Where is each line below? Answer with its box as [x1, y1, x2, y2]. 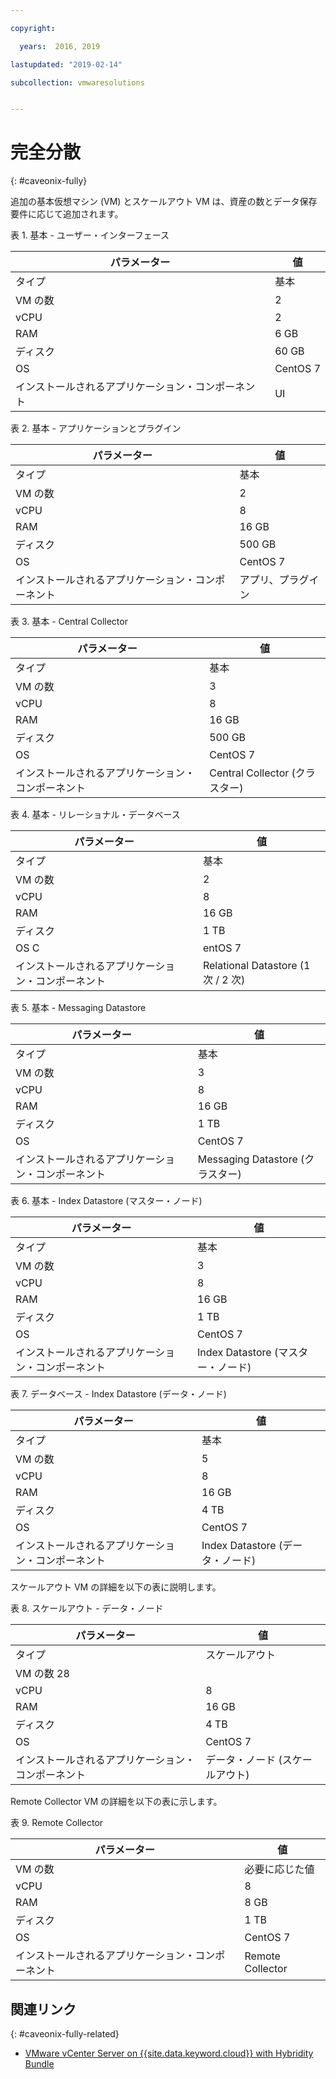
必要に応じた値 [244, 1862, 315, 1876]
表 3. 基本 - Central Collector [10, 616, 128, 628]
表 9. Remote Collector [10, 1817, 104, 1829]
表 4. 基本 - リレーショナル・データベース [10, 809, 181, 821]
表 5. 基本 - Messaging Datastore [10, 1002, 147, 1014]
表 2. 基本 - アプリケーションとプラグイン [10, 422, 182, 435]
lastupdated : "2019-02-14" [10, 59, 123, 70]
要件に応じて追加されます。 [10, 208, 124, 220]
